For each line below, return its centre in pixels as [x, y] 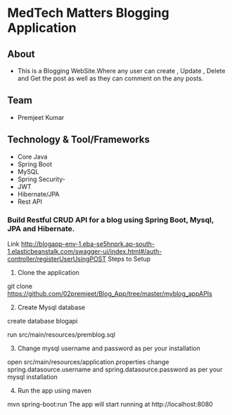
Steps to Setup [129, 259]
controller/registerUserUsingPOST [57, 259]
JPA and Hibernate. [41, 228]
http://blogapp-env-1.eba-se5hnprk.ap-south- [88, 244]
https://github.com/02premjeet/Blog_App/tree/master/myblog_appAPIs [110, 293]
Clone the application [48, 272]
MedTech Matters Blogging [89, 13]
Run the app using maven [54, 390]
